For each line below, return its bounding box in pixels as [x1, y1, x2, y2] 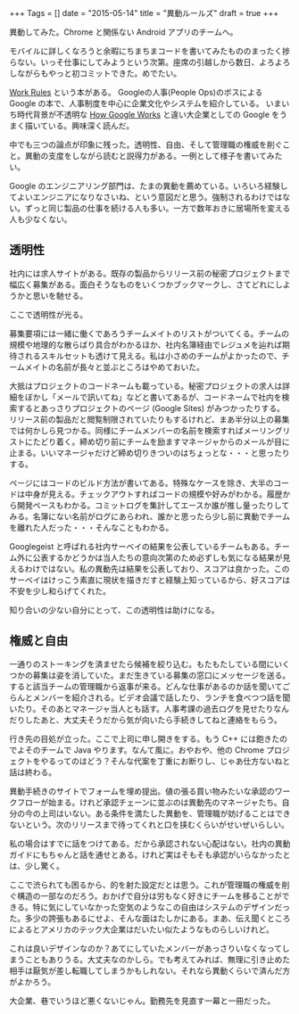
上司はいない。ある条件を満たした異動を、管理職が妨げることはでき [39, 808, 291, 819]
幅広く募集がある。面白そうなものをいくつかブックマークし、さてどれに [9, 279, 275, 290]
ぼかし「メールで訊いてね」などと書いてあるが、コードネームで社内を [24, 392, 283, 402]
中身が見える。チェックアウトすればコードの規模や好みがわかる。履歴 [24, 489, 283, 499]
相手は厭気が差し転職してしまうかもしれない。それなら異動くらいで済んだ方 [9, 965, 291, 976]
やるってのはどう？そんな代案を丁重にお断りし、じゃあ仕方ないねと [39, 755, 291, 766]
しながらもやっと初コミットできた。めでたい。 [9, 68, 181, 78]
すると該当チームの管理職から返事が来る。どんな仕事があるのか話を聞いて [9, 680, 283, 691]
